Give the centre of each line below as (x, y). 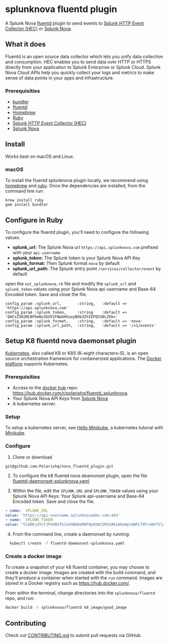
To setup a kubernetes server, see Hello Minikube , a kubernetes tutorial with (84, 428)
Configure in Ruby (34, 220)
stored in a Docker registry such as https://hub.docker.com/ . (68, 583)
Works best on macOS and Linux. (40, 156)
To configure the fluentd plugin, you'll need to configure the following (77, 232)
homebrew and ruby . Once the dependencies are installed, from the (75, 186)
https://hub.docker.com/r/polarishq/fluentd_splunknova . (70, 393)
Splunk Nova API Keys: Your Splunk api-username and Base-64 (78, 496)
